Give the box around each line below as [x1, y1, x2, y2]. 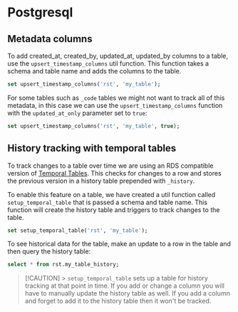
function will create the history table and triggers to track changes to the [7, 205, 220, 214]
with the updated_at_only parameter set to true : [7, 109, 148, 117]
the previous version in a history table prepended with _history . [7, 176, 195, 185]
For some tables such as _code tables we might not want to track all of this [7, 94, 225, 102]
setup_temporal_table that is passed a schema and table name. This [7, 198, 208, 206]
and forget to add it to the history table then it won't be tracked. [24, 297, 212, 306]
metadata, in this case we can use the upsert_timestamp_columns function [7, 101, 223, 109]
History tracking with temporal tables [7, 142, 177, 154]
